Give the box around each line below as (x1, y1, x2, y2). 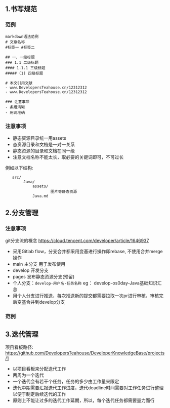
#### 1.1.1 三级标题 (5, 65, 46, 70)
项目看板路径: (5, 344, 34, 350)
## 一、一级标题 (5, 55, 35, 60)
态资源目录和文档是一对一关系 (12, 141, 75, 147)
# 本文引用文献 (5, 80, 33, 86)
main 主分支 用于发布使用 (12, 261, 66, 267)
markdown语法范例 (5, 34, 39, 39)
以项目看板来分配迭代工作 (12, 366, 66, 372)
